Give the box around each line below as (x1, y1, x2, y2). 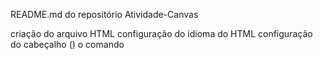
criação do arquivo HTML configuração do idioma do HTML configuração (10, 28, 313, 39)
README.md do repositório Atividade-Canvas (10, 9, 199, 20)
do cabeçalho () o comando (10, 39, 125, 50)
